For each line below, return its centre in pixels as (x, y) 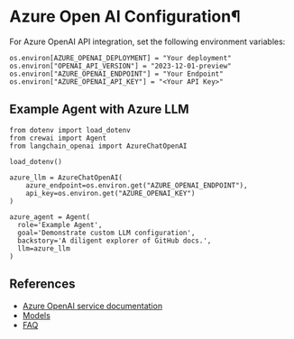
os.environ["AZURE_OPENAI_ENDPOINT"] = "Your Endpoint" (116, 74)
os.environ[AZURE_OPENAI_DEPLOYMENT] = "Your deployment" (120, 58)
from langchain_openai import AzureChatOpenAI (98, 146)
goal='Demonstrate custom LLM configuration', (106, 233)
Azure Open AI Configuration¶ (125, 17)
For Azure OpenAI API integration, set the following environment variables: (147, 41)
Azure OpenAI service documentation (92, 306)
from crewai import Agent (58, 138)
